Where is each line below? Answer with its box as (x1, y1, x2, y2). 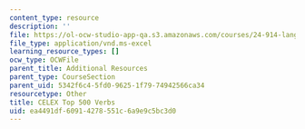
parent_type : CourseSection (9, 73, 116, 82)
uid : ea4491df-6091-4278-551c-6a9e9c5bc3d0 (9, 106, 177, 115)
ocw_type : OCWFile (9, 55, 79, 64)
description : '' (9, 22, 71, 31)
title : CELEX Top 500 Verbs (9, 97, 116, 107)
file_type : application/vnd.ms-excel (9, 38, 152, 48)
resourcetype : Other (9, 89, 88, 98)
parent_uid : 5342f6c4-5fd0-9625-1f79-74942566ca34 (9, 81, 205, 90)
